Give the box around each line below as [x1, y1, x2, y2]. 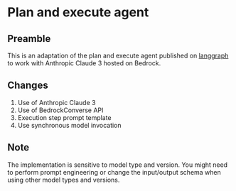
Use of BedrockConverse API [17, 106, 104, 114]
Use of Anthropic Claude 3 [17, 98, 96, 107]
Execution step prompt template [17, 113, 112, 121]
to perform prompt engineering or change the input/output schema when [7, 168, 222, 176]
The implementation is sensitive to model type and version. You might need [7, 160, 228, 169]
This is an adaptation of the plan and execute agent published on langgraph [7, 51, 229, 60]
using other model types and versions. [7, 175, 120, 184]
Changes [7, 80, 48, 92]
